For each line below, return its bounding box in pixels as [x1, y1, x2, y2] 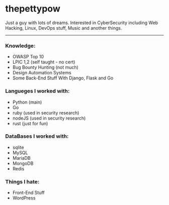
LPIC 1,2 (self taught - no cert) [12, 59, 75, 65]
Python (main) [12, 99, 42, 105]
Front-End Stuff [12, 189, 45, 196]
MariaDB [12, 155, 31, 161]
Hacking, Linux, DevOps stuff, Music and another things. [5, 25, 122, 31]
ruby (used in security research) [12, 110, 79, 116]
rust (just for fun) [12, 120, 48, 126]
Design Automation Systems [12, 70, 71, 76]
